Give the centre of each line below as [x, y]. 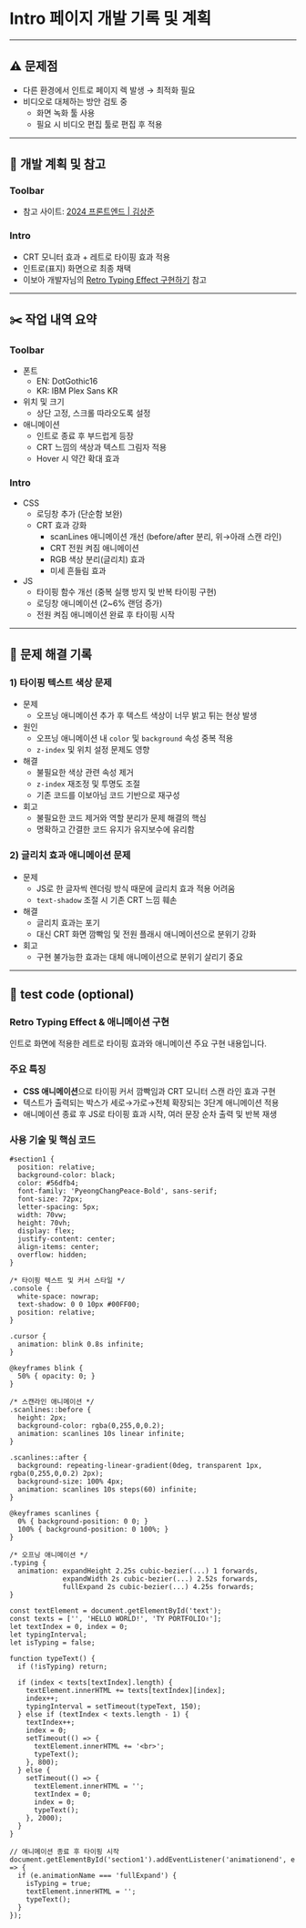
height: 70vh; [44, 1223]
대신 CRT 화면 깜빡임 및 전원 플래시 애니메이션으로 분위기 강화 [146, 934]
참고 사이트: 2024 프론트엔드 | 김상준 [88, 211]
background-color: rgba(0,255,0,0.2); [92, 1425]
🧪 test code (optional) [72, 995]
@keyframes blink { [46, 1368]
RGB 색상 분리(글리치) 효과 [97, 559]
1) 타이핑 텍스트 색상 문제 [61, 682]
